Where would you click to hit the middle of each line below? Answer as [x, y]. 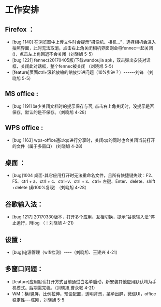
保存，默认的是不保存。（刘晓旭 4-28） [50, 112]
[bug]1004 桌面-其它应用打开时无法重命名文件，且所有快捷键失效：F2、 [84, 176]
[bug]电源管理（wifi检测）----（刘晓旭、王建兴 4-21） [66, 252]
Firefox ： [20, 29]
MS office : [22, 94]
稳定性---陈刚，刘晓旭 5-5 [38, 300]
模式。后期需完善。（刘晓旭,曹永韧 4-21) [56, 288]
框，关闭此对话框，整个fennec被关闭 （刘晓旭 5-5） [64, 66]
